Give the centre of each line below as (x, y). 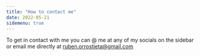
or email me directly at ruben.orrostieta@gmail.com (70, 46)
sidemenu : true (25, 23)
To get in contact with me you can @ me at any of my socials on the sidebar (100, 40)
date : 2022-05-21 (28, 17)
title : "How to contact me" (41, 12)
